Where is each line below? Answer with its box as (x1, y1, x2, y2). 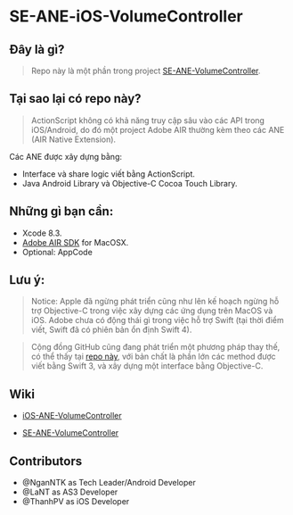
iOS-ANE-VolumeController (21, 411, 122, 421)
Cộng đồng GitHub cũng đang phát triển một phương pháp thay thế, (30, 342, 281, 353)
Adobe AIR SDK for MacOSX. (21, 237, 129, 247)
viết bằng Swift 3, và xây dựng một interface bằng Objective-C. (30, 361, 264, 371)
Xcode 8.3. (21, 228, 62, 238)
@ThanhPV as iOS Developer (21, 496, 130, 507)
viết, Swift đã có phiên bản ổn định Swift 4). (30, 324, 192, 336)
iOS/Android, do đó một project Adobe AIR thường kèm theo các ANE (30, 124, 285, 135)
